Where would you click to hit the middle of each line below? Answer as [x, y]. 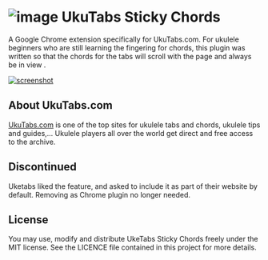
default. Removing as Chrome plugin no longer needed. [99, 194]
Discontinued [43, 167]
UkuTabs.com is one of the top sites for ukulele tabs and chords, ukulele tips [134, 125]
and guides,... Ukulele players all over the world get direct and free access [131, 133]
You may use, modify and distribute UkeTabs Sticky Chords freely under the [133, 239]
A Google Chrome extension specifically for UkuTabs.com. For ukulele [124, 39]
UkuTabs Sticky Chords [141, 17]
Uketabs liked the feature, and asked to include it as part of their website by [133, 186]
